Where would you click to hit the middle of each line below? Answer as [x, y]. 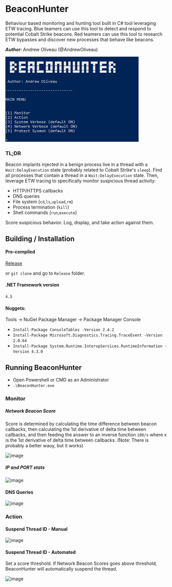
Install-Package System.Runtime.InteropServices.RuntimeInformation [88, 346]
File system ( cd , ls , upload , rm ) [43, 202]
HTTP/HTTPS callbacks [38, 191]
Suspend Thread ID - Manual [36, 529]
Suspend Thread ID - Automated [41, 552]
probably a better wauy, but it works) [44, 445]
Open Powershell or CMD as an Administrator [61, 380]
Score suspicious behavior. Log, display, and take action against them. [80, 223]
